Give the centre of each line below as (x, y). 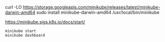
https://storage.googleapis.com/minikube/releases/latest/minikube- (92, 7)
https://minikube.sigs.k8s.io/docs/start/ (45, 22)
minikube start (21, 31)
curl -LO (14, 7)
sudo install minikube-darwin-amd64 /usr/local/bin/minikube (98, 12)
